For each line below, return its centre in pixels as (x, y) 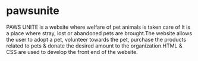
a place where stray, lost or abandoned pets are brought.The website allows (99, 33)
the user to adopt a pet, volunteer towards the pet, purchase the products (96, 39)
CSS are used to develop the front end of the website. (72, 52)
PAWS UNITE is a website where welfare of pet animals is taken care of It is (98, 27)
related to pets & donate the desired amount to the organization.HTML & (94, 46)
